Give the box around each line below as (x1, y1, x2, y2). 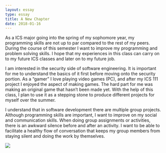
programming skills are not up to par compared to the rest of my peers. (5, 40, 150, 46)
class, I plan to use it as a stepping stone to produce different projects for (5, 92, 155, 98)
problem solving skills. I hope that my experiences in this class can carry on (5, 51, 160, 57)
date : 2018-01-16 (5, 21, 41, 26)
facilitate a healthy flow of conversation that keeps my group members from (5, 128, 160, 134)
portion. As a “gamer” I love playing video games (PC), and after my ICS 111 (5, 76, 159, 82)
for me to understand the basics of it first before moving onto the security (5, 71, 156, 77)
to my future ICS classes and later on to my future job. (5, 56, 115, 62)
